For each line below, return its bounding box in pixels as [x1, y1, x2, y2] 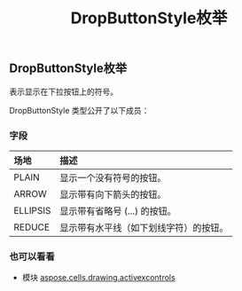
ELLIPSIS [13, 204, 51, 216]
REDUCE [13, 221, 51, 233]
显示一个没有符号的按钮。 [59, 171, 167, 184]
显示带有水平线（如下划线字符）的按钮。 [59, 221, 229, 233]
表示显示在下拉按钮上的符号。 [9, 86, 118, 97]
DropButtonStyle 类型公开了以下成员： [9, 105, 150, 115]
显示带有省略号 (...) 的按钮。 [59, 205, 177, 217]
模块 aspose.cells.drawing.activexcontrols [21, 272, 176, 283]
